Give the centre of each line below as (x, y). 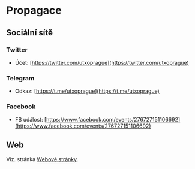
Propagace (34, 10)
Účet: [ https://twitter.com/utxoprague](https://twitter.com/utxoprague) (102, 62)
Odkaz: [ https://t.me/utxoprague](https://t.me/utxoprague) (87, 91)
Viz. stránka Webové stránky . (42, 159)
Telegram (20, 78)
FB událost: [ (31, 120)
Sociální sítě (29, 33)
